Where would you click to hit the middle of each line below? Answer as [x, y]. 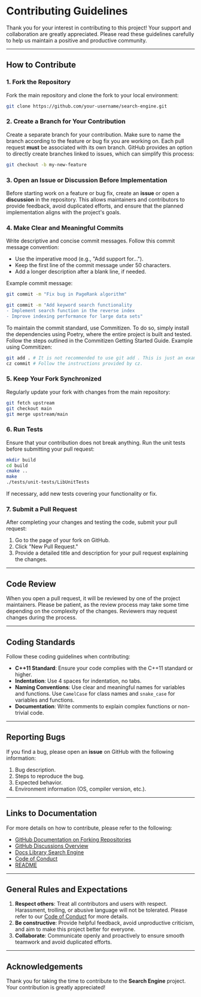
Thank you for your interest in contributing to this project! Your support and [99, 28]
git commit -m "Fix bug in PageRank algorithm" [67, 294]
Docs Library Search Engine [49, 852]
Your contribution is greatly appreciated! [56, 987]
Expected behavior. [39, 782]
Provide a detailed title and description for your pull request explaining [101, 553]
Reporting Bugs [36, 737]
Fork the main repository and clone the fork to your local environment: [92, 95]
